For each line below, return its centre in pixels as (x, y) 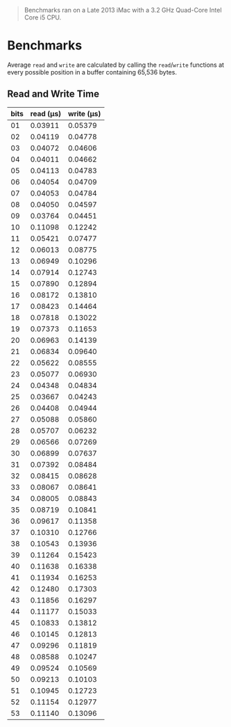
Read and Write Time (53, 94)
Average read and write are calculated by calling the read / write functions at (115, 65)
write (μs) (85, 113)
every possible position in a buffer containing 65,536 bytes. (92, 72)
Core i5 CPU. (43, 17)
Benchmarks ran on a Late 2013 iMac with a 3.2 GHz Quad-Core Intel (123, 10)
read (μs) (46, 113)
